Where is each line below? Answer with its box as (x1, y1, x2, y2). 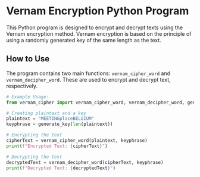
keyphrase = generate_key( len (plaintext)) (6, 121, 113, 128)
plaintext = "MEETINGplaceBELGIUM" (6, 116, 95, 122)
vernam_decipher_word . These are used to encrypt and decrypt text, (6, 76, 171, 83)
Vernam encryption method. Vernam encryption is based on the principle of (6, 30, 192, 37)
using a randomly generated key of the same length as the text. (6, 36, 162, 44)
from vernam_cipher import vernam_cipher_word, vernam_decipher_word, (6, 100, 185, 105)
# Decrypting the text (6, 154, 62, 160)
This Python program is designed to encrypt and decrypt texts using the (6, 24, 183, 31)
